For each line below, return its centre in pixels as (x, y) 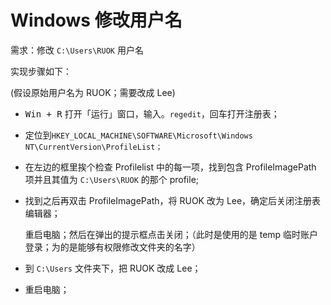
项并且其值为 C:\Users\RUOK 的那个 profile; (112, 179)
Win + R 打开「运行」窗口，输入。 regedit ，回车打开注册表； (152, 113)
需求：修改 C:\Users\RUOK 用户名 (77, 50)
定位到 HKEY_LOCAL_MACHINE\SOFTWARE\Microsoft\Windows (138, 135)
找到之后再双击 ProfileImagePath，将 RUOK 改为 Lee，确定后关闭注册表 (173, 200)
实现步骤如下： (41, 71)
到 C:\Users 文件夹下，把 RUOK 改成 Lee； (113, 268)
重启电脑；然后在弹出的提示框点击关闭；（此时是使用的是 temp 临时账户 (171, 234)
